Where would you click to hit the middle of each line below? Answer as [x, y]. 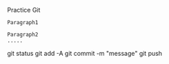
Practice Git [24, 10]
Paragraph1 [23, 23]
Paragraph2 [23, 34]
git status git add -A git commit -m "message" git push [85, 53]
